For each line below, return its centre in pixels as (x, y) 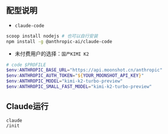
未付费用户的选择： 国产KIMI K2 (52, 53)
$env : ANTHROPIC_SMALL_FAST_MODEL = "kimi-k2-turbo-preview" (79, 87)
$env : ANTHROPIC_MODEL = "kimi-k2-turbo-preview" (64, 81)
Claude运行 (28, 107)
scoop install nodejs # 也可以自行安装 (52, 36)
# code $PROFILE (26, 65)
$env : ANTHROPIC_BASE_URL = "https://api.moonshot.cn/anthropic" (84, 70)
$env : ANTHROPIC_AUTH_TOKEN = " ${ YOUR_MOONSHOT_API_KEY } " (75, 76)
